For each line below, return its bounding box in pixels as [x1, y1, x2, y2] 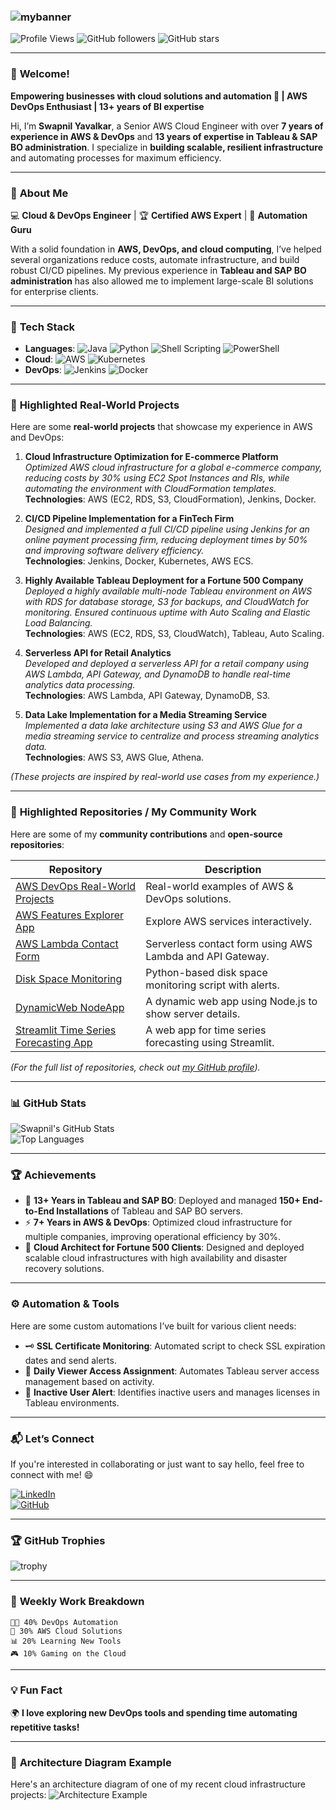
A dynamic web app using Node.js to [145, 994, 318, 1008]
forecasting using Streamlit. [145, 1035, 275, 1049]
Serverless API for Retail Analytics [24, 647, 172, 659]
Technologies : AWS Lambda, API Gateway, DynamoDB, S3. [24, 690, 271, 702]
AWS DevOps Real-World [15, 879, 137, 893]
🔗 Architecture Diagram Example [10, 1755, 172, 1769]
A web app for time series [145, 1023, 267, 1037]
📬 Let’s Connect [10, 1431, 95, 1445]
